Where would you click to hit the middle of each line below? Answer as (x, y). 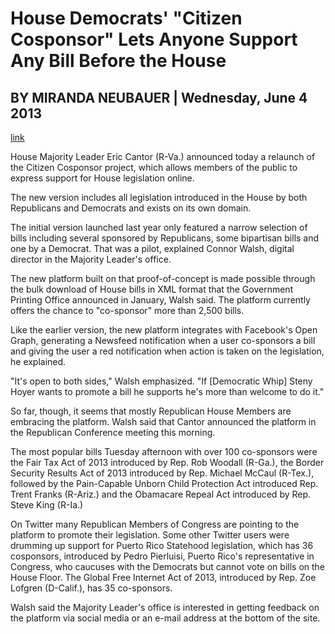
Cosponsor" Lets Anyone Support (154, 39)
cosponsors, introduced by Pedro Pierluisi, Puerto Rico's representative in (162, 556)
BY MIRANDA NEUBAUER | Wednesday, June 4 (159, 97)
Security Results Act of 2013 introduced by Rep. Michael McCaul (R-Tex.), (162, 473)
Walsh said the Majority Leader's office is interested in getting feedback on (165, 607)
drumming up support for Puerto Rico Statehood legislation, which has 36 (162, 545)
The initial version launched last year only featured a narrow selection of (159, 227)
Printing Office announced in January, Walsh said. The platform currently (160, 300)
